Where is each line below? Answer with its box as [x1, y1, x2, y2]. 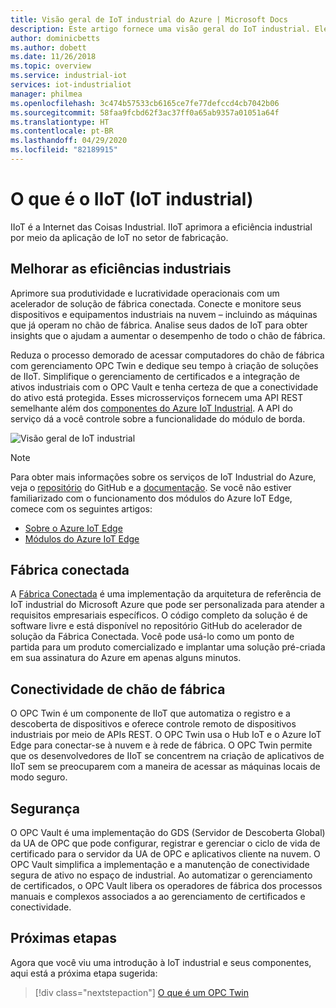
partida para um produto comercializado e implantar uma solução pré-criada [10, 641, 326, 653]
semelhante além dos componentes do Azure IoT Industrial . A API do [10, 402, 293, 414]
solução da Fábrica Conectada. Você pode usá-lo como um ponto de [10, 631, 295, 643]
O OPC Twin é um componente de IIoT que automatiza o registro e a [10, 707, 291, 720]
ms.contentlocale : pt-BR [10, 126, 114, 136]
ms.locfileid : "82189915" [10, 145, 118, 155]
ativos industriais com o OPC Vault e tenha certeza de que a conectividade [10, 381, 319, 393]
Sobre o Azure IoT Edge [24, 522, 123, 534]
